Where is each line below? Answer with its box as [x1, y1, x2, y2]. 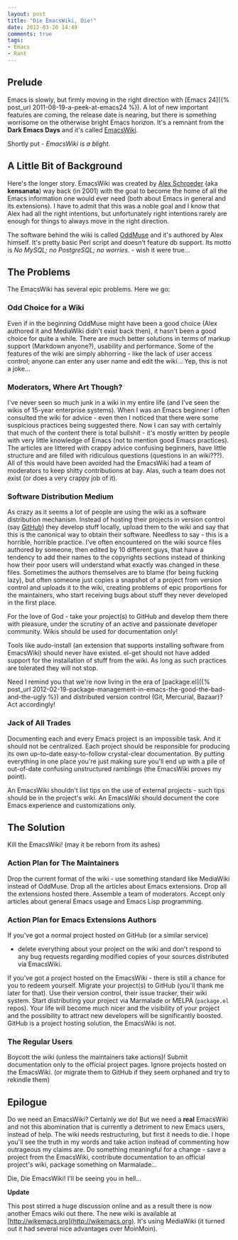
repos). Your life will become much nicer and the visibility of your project [7, 1004, 220, 1012]
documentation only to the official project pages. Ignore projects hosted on [7, 1061, 227, 1069]
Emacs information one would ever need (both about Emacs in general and [7, 194, 226, 203]
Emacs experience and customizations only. [7, 801, 136, 810]
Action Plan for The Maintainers [7, 858, 119, 868]
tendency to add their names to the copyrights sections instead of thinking [7, 553, 226, 562]
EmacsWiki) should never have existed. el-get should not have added [7, 649, 210, 657]
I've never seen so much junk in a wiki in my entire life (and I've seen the [7, 398, 220, 406]
